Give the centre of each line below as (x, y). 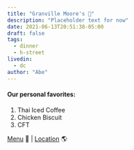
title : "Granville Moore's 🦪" (51, 14)
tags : (15, 40)
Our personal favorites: (42, 94)
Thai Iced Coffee (41, 110)
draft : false (26, 33)
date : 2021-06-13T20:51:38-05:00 (56, 27)
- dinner (26, 46)
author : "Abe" (28, 72)
